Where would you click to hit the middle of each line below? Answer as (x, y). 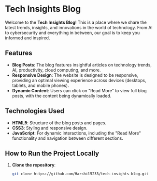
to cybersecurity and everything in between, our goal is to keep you (72, 33)
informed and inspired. (28, 38)
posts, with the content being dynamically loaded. (62, 96)
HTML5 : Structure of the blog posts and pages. (59, 123)
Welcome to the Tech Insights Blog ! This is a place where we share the (76, 22)
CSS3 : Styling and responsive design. (50, 128)
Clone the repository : (34, 165)
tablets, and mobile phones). (40, 85)
